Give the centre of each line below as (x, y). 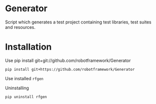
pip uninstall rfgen (26, 97)
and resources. (20, 27)
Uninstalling (17, 88)
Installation (28, 47)
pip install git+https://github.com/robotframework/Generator (70, 69)
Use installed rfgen (24, 78)
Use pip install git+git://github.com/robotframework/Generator (68, 60)
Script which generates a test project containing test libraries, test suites (78, 22)
